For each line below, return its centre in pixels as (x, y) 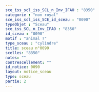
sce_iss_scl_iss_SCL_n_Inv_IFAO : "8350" (50, 10)
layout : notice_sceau (28, 72)
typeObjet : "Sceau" (27, 24)
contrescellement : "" (28, 62)
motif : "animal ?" (26, 39)
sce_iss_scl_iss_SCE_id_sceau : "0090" (48, 19)
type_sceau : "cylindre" (32, 43)
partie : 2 (16, 81)
